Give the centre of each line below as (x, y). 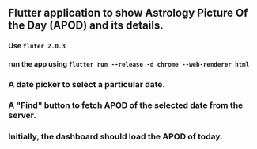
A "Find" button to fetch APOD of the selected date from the (126, 105)
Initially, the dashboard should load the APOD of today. (115, 136)
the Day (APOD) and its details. (86, 26)
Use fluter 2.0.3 (37, 45)
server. (23, 116)
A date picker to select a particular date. (87, 84)
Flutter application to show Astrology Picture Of (128, 13)
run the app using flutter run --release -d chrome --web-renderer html (129, 63)
